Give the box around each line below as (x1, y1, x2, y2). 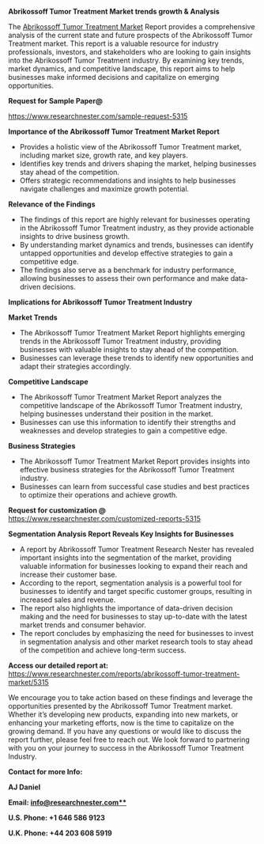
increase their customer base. (19, 570, 118, 579)
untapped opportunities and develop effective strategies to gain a (19, 248, 233, 258)
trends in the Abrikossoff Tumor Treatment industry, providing (19, 336, 221, 346)
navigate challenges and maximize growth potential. (19, 184, 190, 193)
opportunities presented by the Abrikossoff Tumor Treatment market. (8, 702, 233, 710)
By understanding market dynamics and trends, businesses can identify (19, 240, 255, 249)
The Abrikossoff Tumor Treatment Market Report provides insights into (19, 456, 251, 466)
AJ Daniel (8, 782, 41, 792)
